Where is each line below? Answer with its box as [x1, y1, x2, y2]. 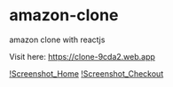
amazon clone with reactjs [9, 34, 106, 45]
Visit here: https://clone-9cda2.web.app [9, 51, 155, 62]
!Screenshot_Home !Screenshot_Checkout [9, 68, 164, 79]
